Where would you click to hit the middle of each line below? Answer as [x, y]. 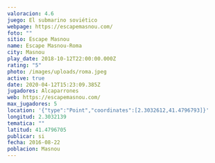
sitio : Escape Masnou [38, 40]
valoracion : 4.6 [31, 14]
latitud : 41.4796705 [37, 130]
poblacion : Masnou [34, 149]
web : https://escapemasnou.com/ [54, 98]
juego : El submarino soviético [52, 20]
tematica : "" [26, 123]
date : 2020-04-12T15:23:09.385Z [54, 85]
